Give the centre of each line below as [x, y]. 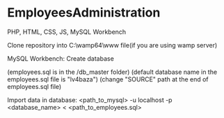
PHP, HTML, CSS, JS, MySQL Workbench [67, 32]
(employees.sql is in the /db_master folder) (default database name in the [112, 72]
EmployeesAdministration [84, 13]
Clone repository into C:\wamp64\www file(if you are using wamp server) [112, 45]
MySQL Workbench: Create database [61, 58]
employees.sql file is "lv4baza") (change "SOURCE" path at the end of [108, 79]
